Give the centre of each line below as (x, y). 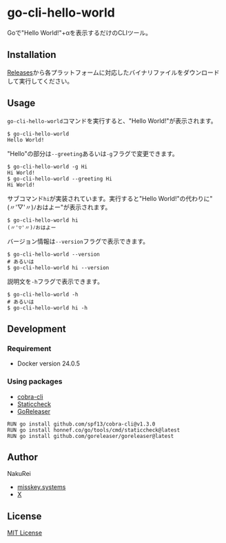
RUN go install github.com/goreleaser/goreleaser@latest (91, 436)
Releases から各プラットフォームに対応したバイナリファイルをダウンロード (113, 72)
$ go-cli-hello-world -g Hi (48, 166)
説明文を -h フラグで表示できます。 (55, 281)
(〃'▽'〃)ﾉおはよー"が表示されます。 (59, 207)
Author (22, 457)
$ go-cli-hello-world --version (53, 254)
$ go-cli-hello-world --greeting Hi (60, 179)
